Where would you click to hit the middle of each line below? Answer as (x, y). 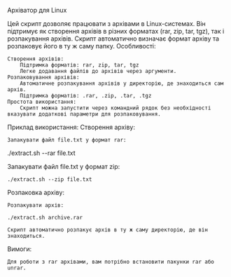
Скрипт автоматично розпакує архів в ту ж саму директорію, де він (108, 230)
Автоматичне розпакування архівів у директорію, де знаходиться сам (122, 83)
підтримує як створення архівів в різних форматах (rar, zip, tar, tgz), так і (116, 31)
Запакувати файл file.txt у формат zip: (64, 167)
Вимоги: (20, 249)
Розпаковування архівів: (43, 77)
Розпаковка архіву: (36, 192)
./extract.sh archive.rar (45, 217)
